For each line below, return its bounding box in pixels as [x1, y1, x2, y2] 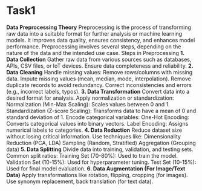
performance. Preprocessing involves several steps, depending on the [6, 43, 181, 50]
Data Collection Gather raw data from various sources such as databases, [6, 56, 192, 63]
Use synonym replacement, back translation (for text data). [6, 178, 154, 185]
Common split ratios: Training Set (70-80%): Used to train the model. [6, 152, 178, 159]
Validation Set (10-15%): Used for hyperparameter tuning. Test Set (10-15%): [6, 158, 197, 166]
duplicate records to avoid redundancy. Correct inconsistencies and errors [6, 81, 192, 88]
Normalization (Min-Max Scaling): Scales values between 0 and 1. [6, 100, 171, 108]
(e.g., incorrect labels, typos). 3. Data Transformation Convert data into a [6, 88, 190, 95]
